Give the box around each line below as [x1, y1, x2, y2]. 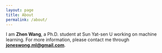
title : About [6, 12, 34, 17]
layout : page [6, 7, 34, 13]
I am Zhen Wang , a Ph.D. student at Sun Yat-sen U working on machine [6, 31, 157, 38]
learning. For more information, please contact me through [6, 37, 130, 43]
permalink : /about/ [6, 17, 48, 22]
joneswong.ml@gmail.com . [6, 42, 66, 48]
